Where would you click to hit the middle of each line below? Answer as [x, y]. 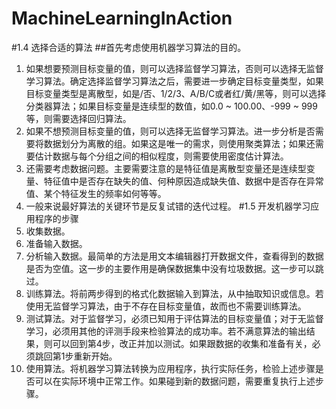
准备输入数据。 [56, 243]
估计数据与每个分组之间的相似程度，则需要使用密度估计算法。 [161, 156]
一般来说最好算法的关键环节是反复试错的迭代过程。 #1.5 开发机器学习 [168, 206]
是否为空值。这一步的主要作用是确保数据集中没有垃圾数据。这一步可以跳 [174, 268]
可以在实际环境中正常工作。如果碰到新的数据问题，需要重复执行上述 [175, 381]
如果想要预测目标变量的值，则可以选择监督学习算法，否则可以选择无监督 [174, 68]
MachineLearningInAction [122, 18]
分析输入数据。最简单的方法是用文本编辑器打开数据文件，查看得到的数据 [174, 256]
